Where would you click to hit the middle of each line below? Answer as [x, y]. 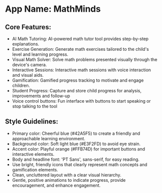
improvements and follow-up [41, 96]
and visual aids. [28, 75]
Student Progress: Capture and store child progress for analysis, [77, 91]
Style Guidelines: [32, 121]
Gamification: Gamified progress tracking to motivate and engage [78, 80]
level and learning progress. [40, 54]
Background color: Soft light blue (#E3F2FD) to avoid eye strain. [76, 144]
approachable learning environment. [49, 138]
